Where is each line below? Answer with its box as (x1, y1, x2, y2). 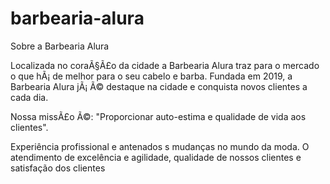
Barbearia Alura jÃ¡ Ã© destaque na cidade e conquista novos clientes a (10, 80, 308, 92)
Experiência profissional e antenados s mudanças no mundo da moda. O (10, 140, 310, 152)
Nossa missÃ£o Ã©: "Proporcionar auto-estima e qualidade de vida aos (10, 110, 307, 122)
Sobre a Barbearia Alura (10, 40, 110, 52)
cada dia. (10, 91, 49, 103)
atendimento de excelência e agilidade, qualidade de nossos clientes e (10, 151, 302, 163)
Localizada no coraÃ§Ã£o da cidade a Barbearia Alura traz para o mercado (10, 59, 320, 71)
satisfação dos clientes (10, 162, 106, 174)
